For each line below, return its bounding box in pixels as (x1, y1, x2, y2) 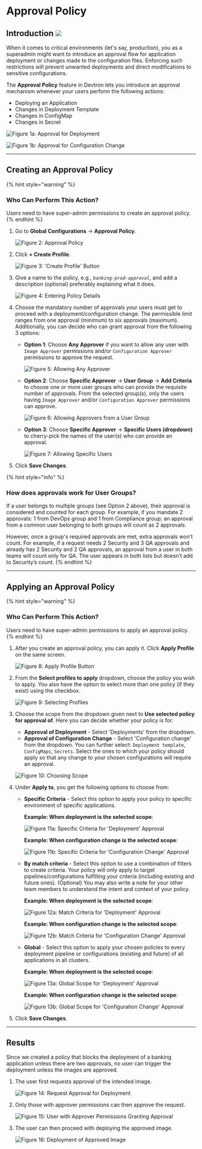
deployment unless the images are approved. (6, 1066, 118, 1074)
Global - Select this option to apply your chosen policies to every (23, 943, 185, 951)
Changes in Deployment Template (14, 106, 99, 112)
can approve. (23, 403, 57, 410)
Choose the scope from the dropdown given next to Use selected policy (14, 710, 195, 717)
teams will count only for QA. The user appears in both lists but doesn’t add (6, 552, 194, 560)
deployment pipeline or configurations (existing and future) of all (23, 950, 184, 957)
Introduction (6, 28, 54, 38)
